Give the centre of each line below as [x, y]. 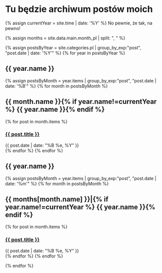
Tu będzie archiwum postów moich [79, 9]
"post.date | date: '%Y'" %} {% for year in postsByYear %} [65, 53]
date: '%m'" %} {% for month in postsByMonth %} [57, 184]
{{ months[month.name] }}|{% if [57, 199]
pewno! [13, 28]
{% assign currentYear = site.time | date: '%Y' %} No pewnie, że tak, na [79, 23]
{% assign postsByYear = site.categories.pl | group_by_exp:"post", [73, 47]
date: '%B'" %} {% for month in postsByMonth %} [57, 86]
